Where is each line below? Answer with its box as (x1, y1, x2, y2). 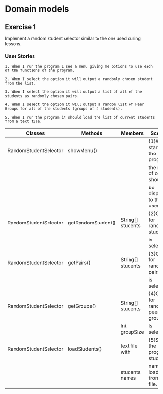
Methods (81, 130, 103, 137)
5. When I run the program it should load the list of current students (5, 115, 155, 120)
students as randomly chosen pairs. (5, 94, 79, 99)
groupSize (120, 329, 144, 336)
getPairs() (67, 259, 91, 266)
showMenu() (67, 147, 97, 154)
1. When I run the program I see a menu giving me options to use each (5, 64, 153, 69)
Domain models (5, 3, 69, 15)
